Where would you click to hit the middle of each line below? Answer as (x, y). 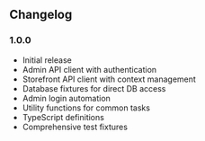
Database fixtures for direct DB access (94, 88)
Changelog (41, 15)
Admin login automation (66, 98)
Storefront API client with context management (109, 79)
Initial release (47, 60)
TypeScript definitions (63, 117)
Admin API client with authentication (89, 69)
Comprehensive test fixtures (75, 127)
